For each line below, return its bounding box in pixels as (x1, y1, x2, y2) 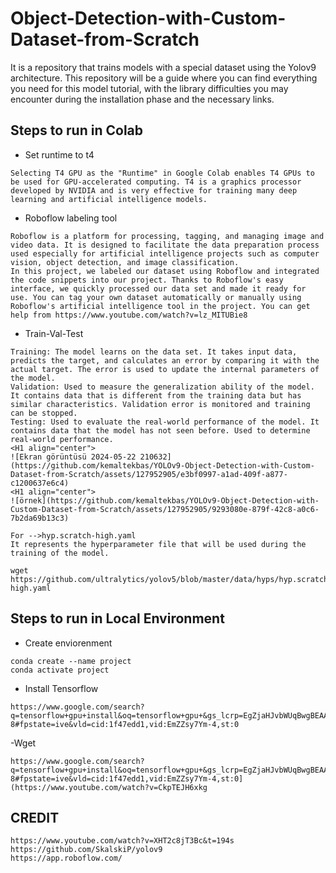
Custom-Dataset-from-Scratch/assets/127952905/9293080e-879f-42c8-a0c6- (10, 504, 320, 514)
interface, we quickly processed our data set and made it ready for (10, 283, 307, 294)
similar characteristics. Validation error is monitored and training (10, 399, 311, 409)
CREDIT (10, 809, 60, 826)
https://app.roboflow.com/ (10, 853, 123, 864)
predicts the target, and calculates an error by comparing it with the (10, 355, 320, 366)
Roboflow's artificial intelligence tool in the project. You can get (10, 301, 311, 311)
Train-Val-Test (24, 327, 84, 339)
